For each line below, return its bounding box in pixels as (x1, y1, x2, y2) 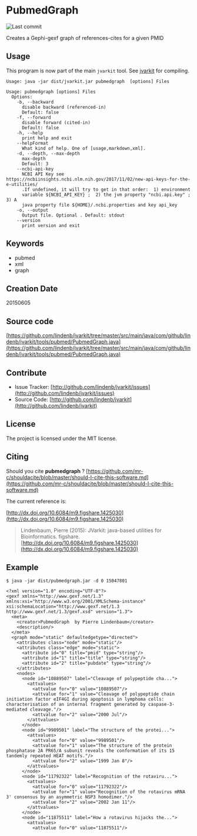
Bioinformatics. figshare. (20, 533, 81, 540)
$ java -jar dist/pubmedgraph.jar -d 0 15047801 (6, 578, 128, 584)
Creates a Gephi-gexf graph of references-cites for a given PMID (6, 34, 164, 41)
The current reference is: (6, 498, 66, 505)
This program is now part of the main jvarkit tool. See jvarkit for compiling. (6, 67, 189, 74)
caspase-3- (148, 701, 175, 708)
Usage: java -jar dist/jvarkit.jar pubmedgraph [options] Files (6, 78, 169, 84)
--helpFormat (16, 140, 49, 146)
